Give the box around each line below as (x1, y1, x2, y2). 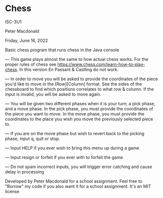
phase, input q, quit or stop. (5, 136, 61, 141)
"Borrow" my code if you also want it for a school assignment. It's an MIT (5, 183, 151, 189)
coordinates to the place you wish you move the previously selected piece (5, 116, 153, 122)
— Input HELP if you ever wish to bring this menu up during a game (5, 145, 140, 151)
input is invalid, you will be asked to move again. (5, 91, 101, 97)
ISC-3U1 (5, 19, 22, 25)
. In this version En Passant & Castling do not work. (16, 66, 119, 72)
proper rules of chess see (5, 61, 57, 67)
